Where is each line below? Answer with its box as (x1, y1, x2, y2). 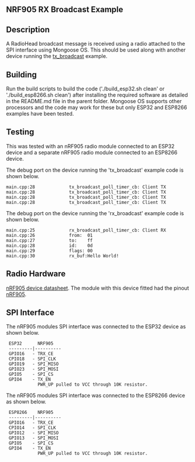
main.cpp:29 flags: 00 (6, 247, 93, 254)
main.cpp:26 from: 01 (6, 232, 93, 238)
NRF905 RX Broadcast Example (6, 5, 124, 15)
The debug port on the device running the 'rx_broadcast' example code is (6, 209, 184, 216)
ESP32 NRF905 (8, 341, 54, 346)
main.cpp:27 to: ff (6, 237, 93, 243)
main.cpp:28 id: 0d (6, 243, 93, 249)
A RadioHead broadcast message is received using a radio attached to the (6, 40, 186, 47)
